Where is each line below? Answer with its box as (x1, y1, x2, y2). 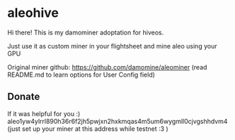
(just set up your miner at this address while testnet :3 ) (7, 125, 168, 133)
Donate (7, 91, 40, 103)
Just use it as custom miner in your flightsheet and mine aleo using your (7, 42, 217, 50)
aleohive (7, 5, 59, 21)
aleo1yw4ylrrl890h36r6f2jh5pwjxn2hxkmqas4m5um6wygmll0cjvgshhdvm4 (7, 117, 228, 125)
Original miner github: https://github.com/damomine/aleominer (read (7, 63, 207, 71)
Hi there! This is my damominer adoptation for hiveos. (7, 28, 164, 37)
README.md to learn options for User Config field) (7, 70, 156, 79)
